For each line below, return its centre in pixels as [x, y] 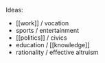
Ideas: [14, 10]
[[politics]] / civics [41, 38]
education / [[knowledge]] [52, 45]
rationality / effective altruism [57, 52]
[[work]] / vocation [42, 23]
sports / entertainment [47, 30]
